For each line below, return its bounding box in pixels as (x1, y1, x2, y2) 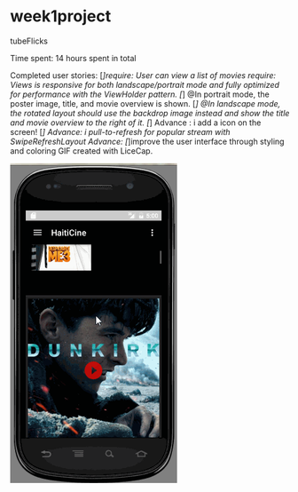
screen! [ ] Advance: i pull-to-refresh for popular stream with (10, 126, 231, 137)
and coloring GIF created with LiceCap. (10, 145, 153, 156)
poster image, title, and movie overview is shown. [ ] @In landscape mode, (10, 98, 281, 108)
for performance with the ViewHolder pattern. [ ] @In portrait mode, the (10, 89, 270, 99)
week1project (10, 6, 112, 27)
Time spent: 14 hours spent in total (10, 52, 137, 63)
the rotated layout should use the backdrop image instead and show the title (10, 107, 290, 118)
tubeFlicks (10, 36, 48, 46)
